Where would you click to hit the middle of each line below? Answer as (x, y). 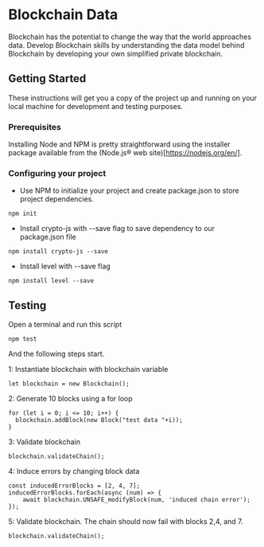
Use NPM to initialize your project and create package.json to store (130, 191)
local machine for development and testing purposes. (96, 106)
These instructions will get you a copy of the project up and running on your (132, 98)
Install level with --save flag (65, 266)
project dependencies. (56, 199)
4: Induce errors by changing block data (74, 471)
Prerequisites (35, 127)
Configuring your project (57, 173)
